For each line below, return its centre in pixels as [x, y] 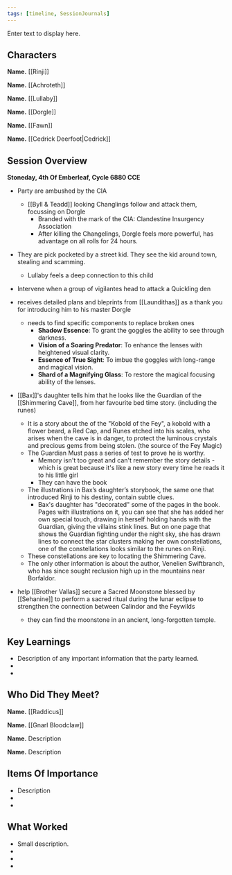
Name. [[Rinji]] [28, 72]
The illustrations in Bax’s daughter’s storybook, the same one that [121, 490]
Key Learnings [39, 642]
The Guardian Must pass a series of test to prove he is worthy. [116, 453]
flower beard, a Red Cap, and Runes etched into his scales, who [119, 431]
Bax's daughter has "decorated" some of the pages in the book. [129, 505]
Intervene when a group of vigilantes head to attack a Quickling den [114, 289]
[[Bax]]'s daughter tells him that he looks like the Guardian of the [109, 395]
